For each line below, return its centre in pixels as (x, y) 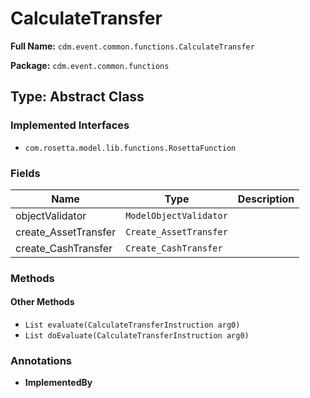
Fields (25, 173)
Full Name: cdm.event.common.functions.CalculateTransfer (132, 46)
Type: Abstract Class (77, 97)
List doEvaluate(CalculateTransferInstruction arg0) (137, 336)
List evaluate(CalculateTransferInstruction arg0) (132, 325)
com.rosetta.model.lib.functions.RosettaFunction (130, 148)
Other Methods (42, 302)
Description (266, 199)
